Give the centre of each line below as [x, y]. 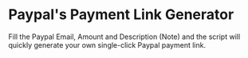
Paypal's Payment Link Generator [121, 15]
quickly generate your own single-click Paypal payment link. [107, 44]
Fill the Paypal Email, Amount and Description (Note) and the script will [124, 37]
